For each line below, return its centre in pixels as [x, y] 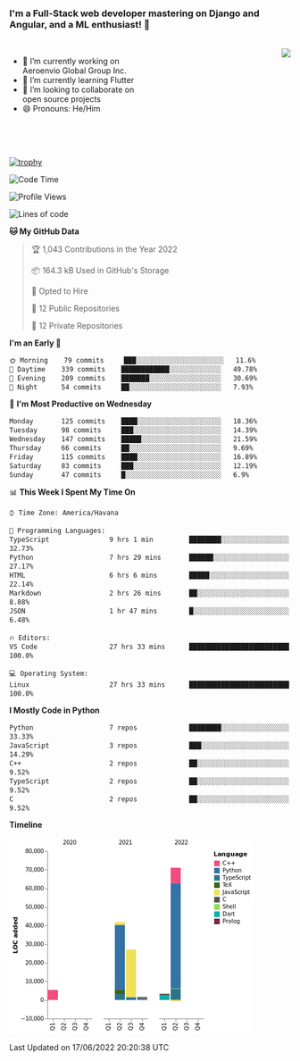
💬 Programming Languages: [57, 531]
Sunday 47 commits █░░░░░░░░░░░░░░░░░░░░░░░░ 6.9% [129, 475]
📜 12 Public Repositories [75, 309]
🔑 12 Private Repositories [77, 326]
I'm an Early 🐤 [35, 343]
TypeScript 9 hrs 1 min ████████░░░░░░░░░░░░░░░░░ [150, 540]
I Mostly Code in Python [54, 710]
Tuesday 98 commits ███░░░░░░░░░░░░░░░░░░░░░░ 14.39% [133, 430]
